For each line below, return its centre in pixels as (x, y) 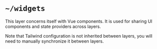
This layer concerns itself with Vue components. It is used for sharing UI (79, 21)
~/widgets (25, 9)
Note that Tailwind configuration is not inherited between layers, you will (79, 36)
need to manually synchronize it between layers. (54, 41)
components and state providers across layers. (53, 26)
